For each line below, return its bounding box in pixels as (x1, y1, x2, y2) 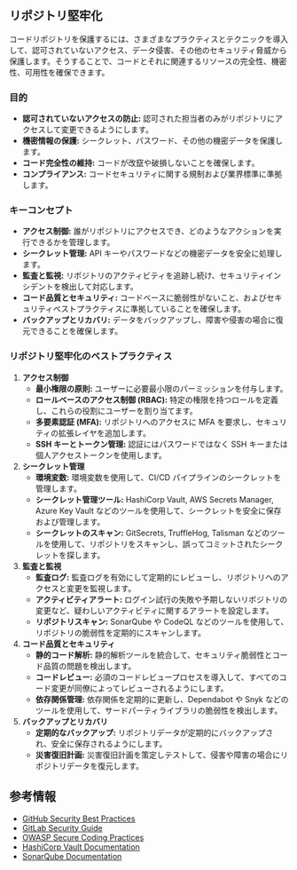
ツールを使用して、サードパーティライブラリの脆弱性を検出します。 (35, 705, 283, 716)
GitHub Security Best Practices (21, 813, 136, 824)
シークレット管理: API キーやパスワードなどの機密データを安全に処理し (21, 248, 283, 259)
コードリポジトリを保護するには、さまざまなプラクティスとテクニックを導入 (9, 34, 289, 44)
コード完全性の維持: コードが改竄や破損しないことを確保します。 (21, 158, 260, 169)
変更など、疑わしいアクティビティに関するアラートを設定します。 (35, 605, 275, 615)
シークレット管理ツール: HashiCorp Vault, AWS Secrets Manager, (35, 494, 274, 504)
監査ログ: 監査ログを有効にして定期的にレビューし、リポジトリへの (35, 572, 281, 582)
